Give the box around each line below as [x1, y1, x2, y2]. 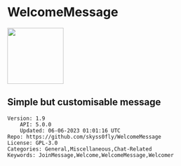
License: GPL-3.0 [7, 139, 58, 146]
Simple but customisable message [7, 96, 161, 109]
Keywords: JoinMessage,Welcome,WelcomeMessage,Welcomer [7, 151, 174, 158]
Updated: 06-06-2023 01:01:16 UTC [20, 127, 121, 134]
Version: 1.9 [7, 115, 46, 122]
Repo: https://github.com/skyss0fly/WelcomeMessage [7, 133, 161, 140]
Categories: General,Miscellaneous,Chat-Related [7, 145, 152, 153]
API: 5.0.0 [20, 120, 52, 128]
